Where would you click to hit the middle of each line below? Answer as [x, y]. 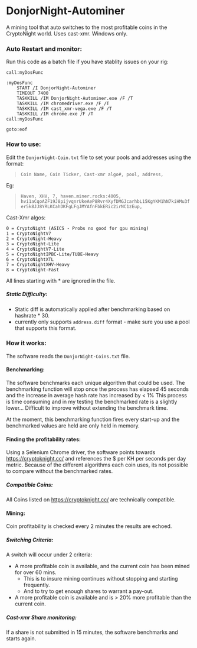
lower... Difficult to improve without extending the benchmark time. [87, 408]
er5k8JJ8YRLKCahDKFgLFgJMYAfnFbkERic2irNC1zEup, [81, 206]
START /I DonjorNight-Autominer [56, 88]
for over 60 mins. [36, 572]
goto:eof [17, 129]
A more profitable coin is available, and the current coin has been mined [102, 566]
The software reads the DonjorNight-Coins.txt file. [68, 356]
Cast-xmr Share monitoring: [42, 617]
